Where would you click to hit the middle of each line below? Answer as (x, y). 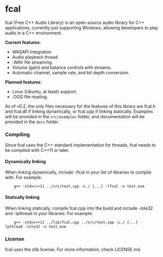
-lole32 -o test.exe (45, 226)
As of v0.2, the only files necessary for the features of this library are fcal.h (80, 106)
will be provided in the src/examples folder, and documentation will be (75, 116)
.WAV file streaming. (32, 62)
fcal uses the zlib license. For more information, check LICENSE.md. (73, 249)
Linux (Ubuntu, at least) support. (45, 91)
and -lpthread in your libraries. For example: (49, 213)
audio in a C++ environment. (34, 33)
